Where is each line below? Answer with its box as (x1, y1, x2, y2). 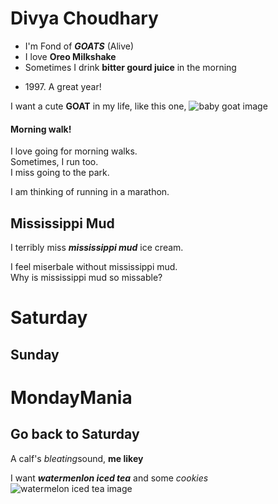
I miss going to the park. (10, 167, 110, 179)
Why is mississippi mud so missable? (10, 271, 163, 283)
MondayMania (10, 386, 133, 409)
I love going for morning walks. (10, 145, 138, 157)
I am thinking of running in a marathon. (10, 186, 170, 198)
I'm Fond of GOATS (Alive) (24, 40, 135, 52)
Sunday (10, 346, 60, 363)
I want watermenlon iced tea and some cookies (10, 472, 209, 484)
